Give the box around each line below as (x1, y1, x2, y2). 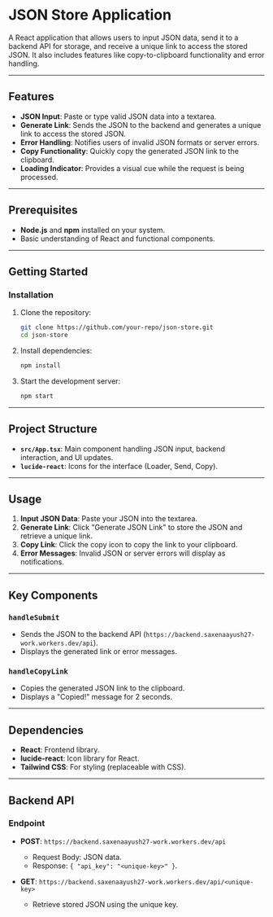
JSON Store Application (8, 6, 172, 24)
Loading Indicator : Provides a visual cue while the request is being (19, 163, 245, 173)
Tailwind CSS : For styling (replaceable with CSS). (19, 762, 187, 772)
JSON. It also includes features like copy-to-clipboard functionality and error (8, 50, 265, 59)
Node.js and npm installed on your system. (19, 225, 166, 235)
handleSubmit (8, 612, 60, 622)
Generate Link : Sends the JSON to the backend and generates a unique (19, 120, 262, 129)
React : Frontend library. (19, 745, 100, 755)
